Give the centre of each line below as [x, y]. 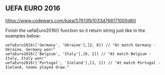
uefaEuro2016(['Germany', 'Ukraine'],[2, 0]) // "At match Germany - [81, 45]
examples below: [23, 35]
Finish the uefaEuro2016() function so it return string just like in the [75, 30]
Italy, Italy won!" [26, 58]
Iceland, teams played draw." [37, 67]
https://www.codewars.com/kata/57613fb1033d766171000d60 [71, 20]
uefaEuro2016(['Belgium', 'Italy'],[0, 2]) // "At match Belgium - [78, 54]
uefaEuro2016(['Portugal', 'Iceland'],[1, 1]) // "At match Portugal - [83, 63]
